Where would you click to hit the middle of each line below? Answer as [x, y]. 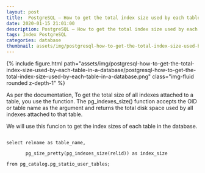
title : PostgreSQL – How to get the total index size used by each [95, 18]
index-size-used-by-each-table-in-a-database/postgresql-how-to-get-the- [101, 70]
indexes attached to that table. [45, 114]
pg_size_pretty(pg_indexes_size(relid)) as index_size [96, 153]
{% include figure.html [34, 63]
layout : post [23, 12]
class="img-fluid [173, 76]
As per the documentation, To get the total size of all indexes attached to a [100, 95]
